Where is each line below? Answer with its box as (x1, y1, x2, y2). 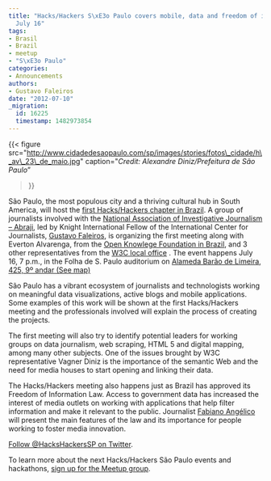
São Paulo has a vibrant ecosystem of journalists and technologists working (8, 281, 261, 290)
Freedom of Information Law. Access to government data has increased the (8, 389, 260, 399)
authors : (8, 79, 38, 87)
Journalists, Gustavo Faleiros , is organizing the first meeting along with (8, 230, 244, 240)
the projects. (8, 314, 51, 324)
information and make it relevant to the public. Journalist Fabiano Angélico (8, 406, 256, 416)
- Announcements (8, 72, 63, 80)
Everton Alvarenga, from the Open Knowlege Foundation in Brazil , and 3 (8, 239, 248, 249)
